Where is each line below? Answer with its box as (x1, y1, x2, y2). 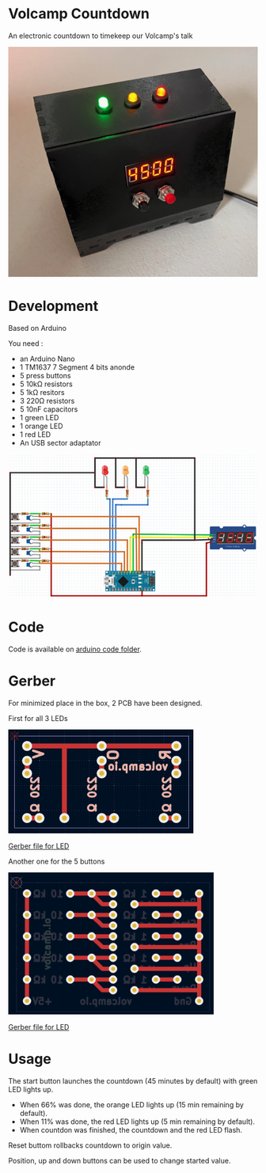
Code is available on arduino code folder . (8, 644, 142, 654)
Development (8, 298, 99, 315)
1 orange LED (19, 421, 63, 431)
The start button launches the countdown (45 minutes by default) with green (8, 1076, 258, 1085)
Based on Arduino (8, 324, 67, 333)
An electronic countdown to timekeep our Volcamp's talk (8, 31, 193, 40)
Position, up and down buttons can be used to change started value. (8, 1156, 231, 1165)
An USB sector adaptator (19, 438, 101, 448)
